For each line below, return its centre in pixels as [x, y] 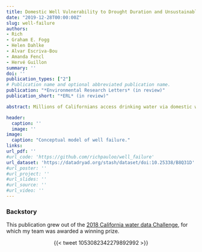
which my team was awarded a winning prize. [63, 231]
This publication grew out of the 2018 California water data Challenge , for [97, 225]
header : [16, 118]
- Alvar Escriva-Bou [32, 51]
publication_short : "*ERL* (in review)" [58, 96]
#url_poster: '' [26, 168]
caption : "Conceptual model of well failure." [71, 140]
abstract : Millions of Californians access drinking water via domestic [99, 107]
